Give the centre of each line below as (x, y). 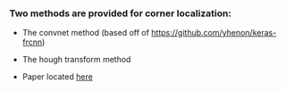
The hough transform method (76, 60)
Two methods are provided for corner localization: (121, 13)
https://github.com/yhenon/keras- (214, 33)
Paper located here (58, 77)
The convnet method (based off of (86, 33)
